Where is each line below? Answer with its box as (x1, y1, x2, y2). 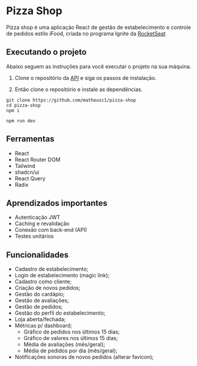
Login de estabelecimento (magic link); (14, 272, 110, 279)
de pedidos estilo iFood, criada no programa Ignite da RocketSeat (6, 30, 166, 37)
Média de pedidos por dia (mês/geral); (23, 347, 118, 354)
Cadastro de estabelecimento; (14, 265, 89, 273)
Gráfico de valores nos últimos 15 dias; (23, 335, 118, 342)
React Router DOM (14, 156, 61, 163)
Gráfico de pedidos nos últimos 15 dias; (23, 328, 120, 335)
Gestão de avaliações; (14, 297, 69, 304)
